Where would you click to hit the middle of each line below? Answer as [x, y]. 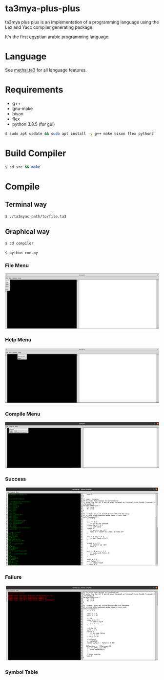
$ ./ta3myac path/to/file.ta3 [36, 216]
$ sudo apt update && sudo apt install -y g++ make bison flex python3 [79, 133]
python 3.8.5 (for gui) [33, 124]
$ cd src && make [23, 167]
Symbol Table [21, 672]
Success [16, 479]
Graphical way [27, 231]
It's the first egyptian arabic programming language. [57, 37]
